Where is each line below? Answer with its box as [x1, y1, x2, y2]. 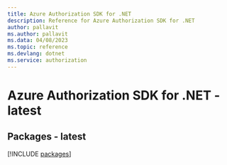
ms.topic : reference [7, 43, 69, 50]
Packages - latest [7, 131, 87, 143]
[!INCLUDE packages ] [7, 149, 72, 158]
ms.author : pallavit [7, 30, 69, 38]
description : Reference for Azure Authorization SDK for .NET [7, 17, 195, 24]
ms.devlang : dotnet [7, 50, 65, 58]
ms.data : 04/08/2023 [7, 37, 69, 44]
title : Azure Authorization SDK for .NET [7, 10, 132, 18]
